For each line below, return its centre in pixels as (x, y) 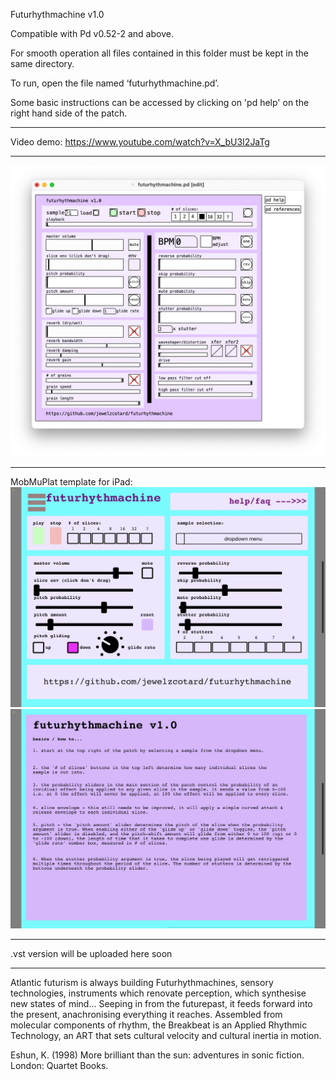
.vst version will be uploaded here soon (91, 954)
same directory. (42, 63)
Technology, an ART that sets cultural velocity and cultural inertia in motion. (166, 1036)
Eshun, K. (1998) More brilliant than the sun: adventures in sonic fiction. (157, 1055)
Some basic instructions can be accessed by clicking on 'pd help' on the (160, 102)
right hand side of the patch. (69, 113)
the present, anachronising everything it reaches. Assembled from (146, 1015)
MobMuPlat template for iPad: (71, 481)
